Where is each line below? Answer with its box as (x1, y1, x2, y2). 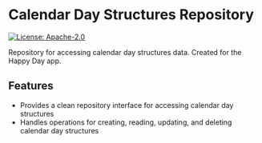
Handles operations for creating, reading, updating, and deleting (19, 117, 232, 127)
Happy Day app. (8, 56, 62, 66)
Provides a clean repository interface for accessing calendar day (19, 100, 234, 109)
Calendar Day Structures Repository (8, 6, 255, 24)
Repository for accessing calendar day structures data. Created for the (8, 47, 242, 57)
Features (8, 79, 54, 93)
